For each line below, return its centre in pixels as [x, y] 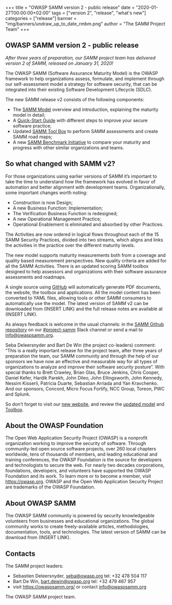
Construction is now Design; [43, 202]
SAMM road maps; [32, 137]
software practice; [32, 126]
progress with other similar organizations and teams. [68, 147]
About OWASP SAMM [41, 503]
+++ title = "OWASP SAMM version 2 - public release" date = [70, 7]
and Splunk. [18, 394]
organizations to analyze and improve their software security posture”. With [85, 367]
